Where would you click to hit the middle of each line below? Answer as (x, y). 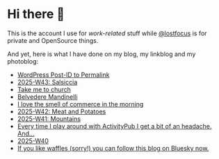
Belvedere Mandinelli (47, 97)
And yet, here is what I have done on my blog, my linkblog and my (102, 54)
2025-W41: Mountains (49, 119)
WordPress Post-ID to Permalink (63, 75)
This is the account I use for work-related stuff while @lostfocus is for (107, 33)
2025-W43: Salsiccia (47, 82)
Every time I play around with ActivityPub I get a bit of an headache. (114, 126)
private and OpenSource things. (53, 40)
